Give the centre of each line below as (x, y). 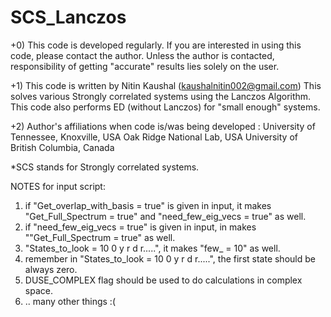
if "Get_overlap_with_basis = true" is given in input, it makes (148, 205)
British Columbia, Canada (62, 147)
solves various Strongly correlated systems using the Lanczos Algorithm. (161, 96)
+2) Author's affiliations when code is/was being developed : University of (163, 126)
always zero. (51, 269)
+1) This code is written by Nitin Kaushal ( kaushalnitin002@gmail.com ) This (166, 85)
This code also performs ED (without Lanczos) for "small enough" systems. (165, 107)
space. (38, 290)
